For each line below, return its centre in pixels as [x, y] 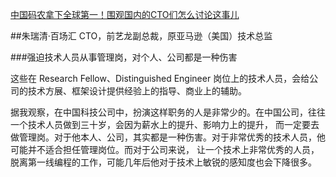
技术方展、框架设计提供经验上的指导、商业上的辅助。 [137, 91]
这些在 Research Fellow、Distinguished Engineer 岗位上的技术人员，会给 [160, 78]
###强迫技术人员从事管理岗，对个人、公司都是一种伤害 [124, 57]
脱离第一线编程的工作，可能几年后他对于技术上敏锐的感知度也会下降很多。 [163, 162]
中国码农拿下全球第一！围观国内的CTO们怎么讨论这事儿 [125, 14]
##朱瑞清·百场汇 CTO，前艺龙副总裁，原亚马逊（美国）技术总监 [141, 36]
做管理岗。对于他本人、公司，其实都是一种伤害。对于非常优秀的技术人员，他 [168, 137]
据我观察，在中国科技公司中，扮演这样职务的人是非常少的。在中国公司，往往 [168, 112]
